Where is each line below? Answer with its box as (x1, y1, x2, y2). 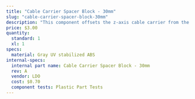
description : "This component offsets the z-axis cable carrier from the (6, 19, 190, 25)
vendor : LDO (11, 73, 41, 79)
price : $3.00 (6, 24, 38, 31)
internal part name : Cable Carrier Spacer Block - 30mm (11, 62, 150, 69)
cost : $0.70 (11, 79, 41, 85)
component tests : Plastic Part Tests (11, 84, 103, 90)
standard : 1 (11, 36, 41, 41)
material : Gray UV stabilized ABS (11, 52, 95, 58)
